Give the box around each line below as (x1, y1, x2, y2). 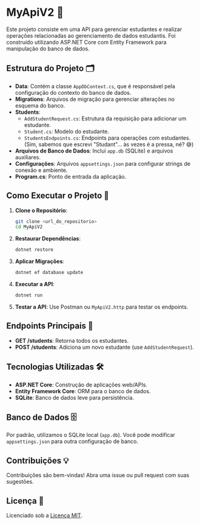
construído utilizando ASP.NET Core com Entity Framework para (6, 38, 167, 46)
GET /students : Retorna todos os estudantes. (15, 337, 129, 344)
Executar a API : (15, 281, 55, 288)
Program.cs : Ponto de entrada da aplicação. (15, 173, 127, 180)
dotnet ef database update (15, 270, 84, 276)
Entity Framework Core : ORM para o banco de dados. (15, 387, 151, 394)
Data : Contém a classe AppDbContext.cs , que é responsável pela (15, 82, 176, 90)
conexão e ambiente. (15, 166, 68, 174)
